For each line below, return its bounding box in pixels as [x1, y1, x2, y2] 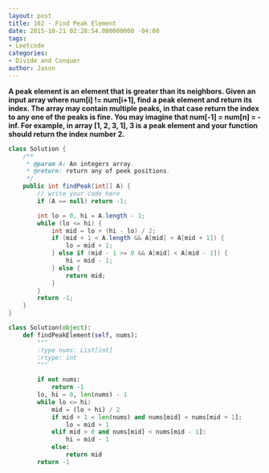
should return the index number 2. [8, 129, 125, 139]
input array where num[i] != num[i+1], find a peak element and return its [8, 94, 253, 105]
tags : [8, 34, 26, 43]
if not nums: [37, 375, 81, 384]
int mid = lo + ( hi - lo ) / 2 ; [51, 226, 157, 234]
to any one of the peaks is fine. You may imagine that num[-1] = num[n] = [8, 112, 257, 122]
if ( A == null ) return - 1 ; [37, 197, 128, 205]
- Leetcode [8, 42, 45, 50]
